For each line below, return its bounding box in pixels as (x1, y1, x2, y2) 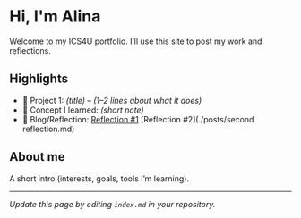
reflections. (9, 45, 51, 55)
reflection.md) (21, 123, 75, 134)
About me (9, 149, 65, 164)
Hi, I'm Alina (9, 6, 101, 27)
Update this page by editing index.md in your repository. (9, 198, 216, 209)
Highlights (9, 71, 69, 87)
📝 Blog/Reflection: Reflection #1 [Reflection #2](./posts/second (21, 113, 254, 124)
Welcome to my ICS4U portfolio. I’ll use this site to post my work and (9, 36, 262, 46)
